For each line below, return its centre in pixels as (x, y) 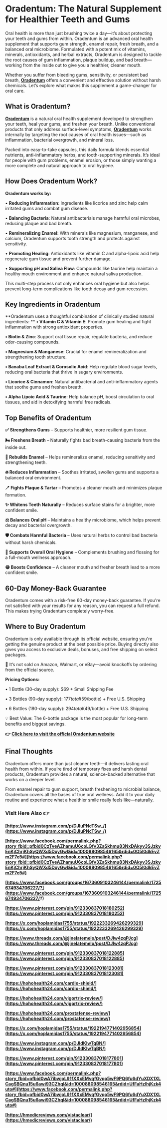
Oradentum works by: (28, 193)
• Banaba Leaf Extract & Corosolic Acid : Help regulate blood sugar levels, (81, 367)
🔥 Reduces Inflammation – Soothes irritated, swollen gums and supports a (82, 472)
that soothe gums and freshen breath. (44, 387)
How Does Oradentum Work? (51, 181)
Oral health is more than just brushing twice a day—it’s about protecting (79, 33)
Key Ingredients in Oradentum (53, 304)
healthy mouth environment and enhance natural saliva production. (74, 274)
